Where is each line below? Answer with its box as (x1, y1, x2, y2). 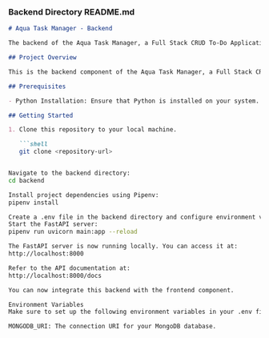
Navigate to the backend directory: (8, 169, 130, 178)
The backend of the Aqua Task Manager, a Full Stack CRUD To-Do (8, 39, 227, 47)
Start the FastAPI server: (8, 220, 98, 228)
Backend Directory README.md (8, 6, 135, 18)
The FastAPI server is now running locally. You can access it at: (8, 243, 239, 251)
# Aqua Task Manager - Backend (8, 25, 113, 33)
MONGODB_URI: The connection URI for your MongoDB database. (8, 323, 217, 331)
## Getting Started (8, 111, 74, 119)
